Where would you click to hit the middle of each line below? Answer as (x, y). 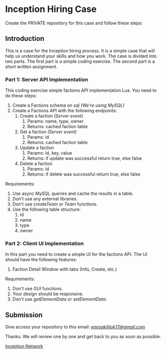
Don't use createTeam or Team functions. (55, 204)
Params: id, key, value (49, 153)
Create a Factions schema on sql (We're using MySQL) (68, 105)
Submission (24, 315)
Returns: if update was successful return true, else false (84, 159)
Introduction (25, 39)
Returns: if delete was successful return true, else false (84, 174)
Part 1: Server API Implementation (47, 79)
